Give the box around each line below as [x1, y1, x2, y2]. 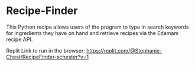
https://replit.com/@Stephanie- [86, 47, 162, 54]
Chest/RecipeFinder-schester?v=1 [6, 53, 89, 60]
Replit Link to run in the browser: [6, 47, 86, 54]
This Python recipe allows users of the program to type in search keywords [6, 23, 189, 30]
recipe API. [6, 36, 33, 43]
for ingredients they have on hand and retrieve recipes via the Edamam [6, 29, 179, 36]
